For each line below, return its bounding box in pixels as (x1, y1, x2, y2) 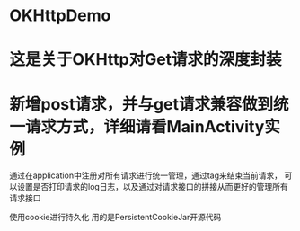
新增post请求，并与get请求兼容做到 (9, 93, 274, 114)
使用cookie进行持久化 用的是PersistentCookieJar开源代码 (9, 212, 222, 223)
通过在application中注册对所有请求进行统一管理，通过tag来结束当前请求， (9, 170, 283, 181)
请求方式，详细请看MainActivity (25, 116, 265, 137)
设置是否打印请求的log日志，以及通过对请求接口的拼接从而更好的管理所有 (16, 182, 289, 192)
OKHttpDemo (9, 5, 111, 26)
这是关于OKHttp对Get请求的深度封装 (9, 49, 282, 70)
